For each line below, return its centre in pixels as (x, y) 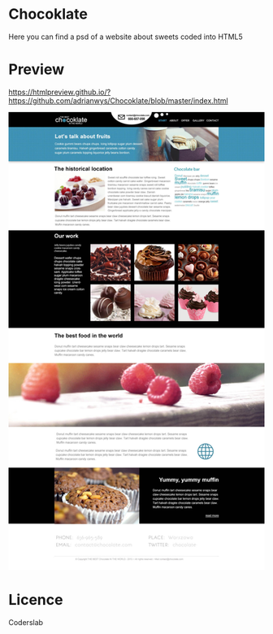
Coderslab (26, 622)
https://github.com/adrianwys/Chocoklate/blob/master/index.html (119, 100)
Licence (36, 599)
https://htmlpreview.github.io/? (60, 92)
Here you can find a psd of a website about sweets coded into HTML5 (126, 37)
